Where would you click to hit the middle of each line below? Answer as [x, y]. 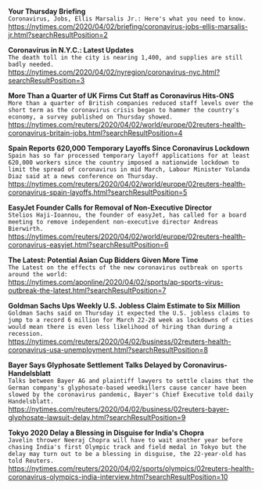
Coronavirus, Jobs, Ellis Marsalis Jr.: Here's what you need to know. [127, 19]
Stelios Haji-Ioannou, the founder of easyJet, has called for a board [127, 215]
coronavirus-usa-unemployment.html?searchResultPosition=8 [108, 350]
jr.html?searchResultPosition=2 [58, 35]
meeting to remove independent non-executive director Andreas [113, 222]
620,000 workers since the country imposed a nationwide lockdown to [124, 162]
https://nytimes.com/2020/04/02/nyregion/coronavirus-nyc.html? [114, 72]
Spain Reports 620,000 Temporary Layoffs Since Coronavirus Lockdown [129, 148]
